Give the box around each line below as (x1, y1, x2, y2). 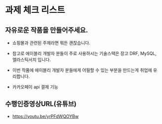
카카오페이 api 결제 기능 (12, 84, 58, 90)
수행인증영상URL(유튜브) (5, 100, 77, 108)
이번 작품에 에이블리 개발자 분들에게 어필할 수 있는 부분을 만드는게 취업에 (12, 67, 152, 73)
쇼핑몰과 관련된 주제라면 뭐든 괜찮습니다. (12, 40, 90, 46)
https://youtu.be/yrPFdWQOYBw (12, 113, 79, 119)
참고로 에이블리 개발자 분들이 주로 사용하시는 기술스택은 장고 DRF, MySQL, (12, 51, 157, 56)
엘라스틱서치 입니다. (12, 57, 51, 62)
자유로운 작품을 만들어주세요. (5, 26, 88, 34)
